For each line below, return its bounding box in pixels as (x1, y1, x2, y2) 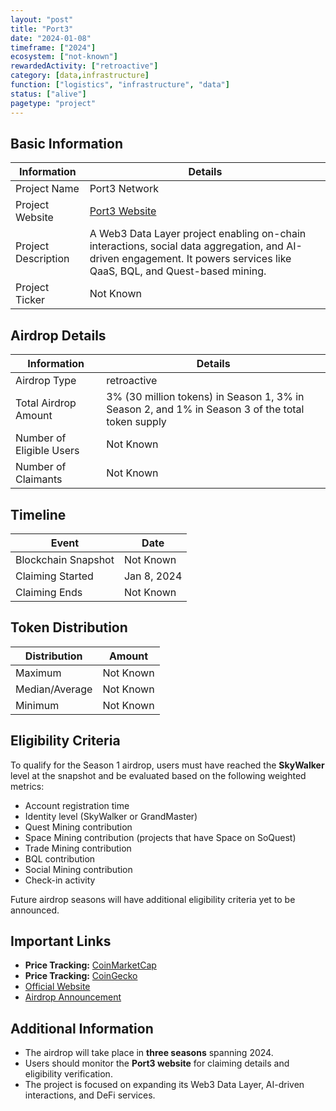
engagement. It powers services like (121, 252, 292, 266)
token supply (106, 415, 167, 429)
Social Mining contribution (24, 863, 133, 875)
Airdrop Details (10, 327, 107, 344)
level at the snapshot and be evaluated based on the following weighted (10, 769, 307, 781)
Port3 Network (89, 182, 159, 196)
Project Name (15, 182, 80, 196)
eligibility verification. (24, 1068, 113, 1080)
